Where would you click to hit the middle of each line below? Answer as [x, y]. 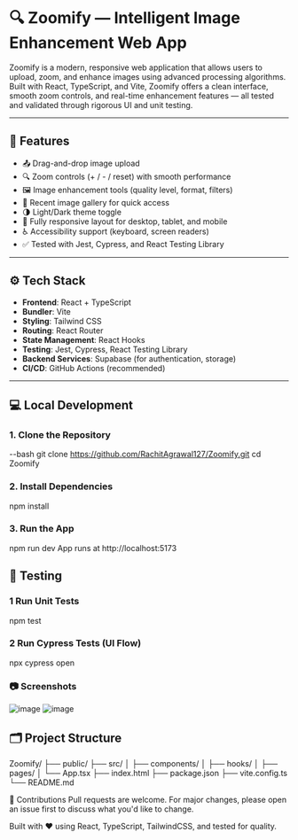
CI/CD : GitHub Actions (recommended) [94, 368]
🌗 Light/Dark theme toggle [72, 212]
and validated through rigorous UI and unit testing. [101, 105]
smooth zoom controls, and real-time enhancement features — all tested [142, 96]
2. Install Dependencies [61, 486]
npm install [29, 506]
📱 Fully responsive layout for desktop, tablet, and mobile [125, 221]
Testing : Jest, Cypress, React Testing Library [105, 349]
